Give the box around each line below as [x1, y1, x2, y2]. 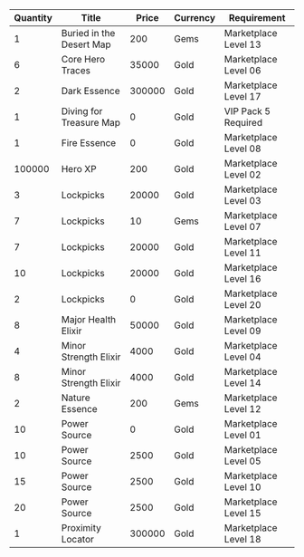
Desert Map [61, 38, 111, 51]
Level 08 [223, 142, 261, 155]
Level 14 [223, 377, 261, 389]
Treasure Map [61, 117, 120, 129]
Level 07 [223, 221, 261, 233]
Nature [61, 391, 90, 404]
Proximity [61, 522, 101, 533]
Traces [61, 64, 91, 76]
